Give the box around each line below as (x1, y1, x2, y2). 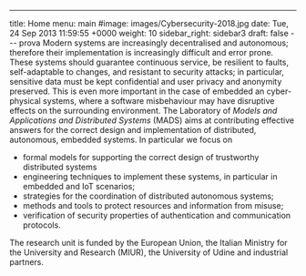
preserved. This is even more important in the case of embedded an (9, 86, 265, 97)
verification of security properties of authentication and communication (22, 210, 291, 220)
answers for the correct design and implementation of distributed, (9, 125, 257, 135)
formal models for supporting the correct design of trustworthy (22, 152, 260, 162)
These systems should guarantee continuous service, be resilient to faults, (9, 56, 290, 67)
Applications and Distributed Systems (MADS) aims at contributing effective (9, 115, 294, 126)
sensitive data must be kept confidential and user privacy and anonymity (9, 77, 282, 87)
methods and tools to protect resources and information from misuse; (22, 200, 284, 210)
